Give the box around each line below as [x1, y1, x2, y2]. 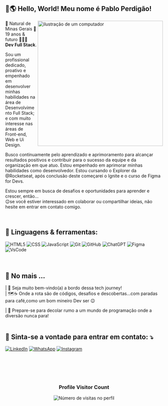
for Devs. [5, 178, 24, 184]
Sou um [5, 51, 21, 57]
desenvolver [5, 83, 31, 89]
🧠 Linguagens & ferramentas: [5, 228, 98, 237]
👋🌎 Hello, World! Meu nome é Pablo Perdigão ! [5, 5, 152, 13]
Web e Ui [5, 136, 24, 142]
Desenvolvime [5, 105, 35, 111]
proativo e [5, 67, 26, 73]
